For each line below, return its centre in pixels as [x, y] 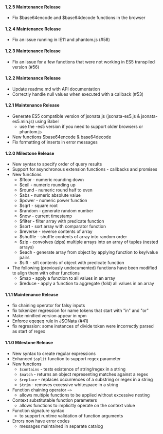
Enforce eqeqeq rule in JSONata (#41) [50, 321]
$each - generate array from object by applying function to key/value [89, 252]
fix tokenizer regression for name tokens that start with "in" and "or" [81, 310]
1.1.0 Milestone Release [29, 343]
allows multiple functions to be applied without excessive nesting [84, 395]
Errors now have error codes [41, 421]
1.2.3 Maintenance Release [33, 51]
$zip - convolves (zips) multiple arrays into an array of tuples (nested [89, 242]
